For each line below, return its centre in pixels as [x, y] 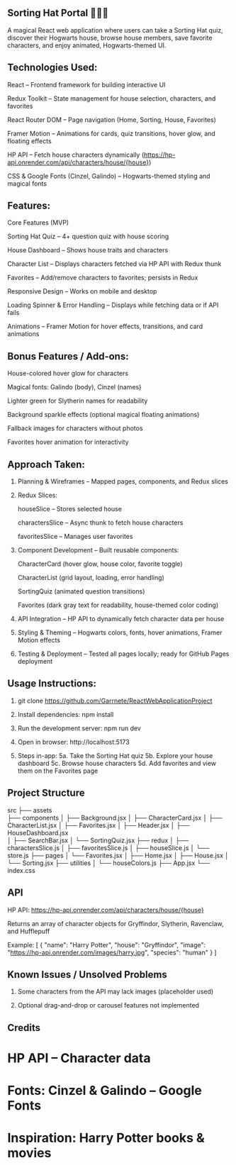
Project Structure [46, 793]
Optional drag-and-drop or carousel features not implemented [108, 1005]
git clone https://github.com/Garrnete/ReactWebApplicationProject [115, 701]
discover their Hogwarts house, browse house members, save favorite [110, 38]
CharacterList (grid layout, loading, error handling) [91, 578]
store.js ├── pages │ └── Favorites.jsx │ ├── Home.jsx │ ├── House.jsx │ [118, 855]
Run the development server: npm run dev [79, 728]
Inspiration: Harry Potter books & [106, 1138]
